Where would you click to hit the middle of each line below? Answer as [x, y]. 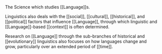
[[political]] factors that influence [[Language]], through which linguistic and [81, 22]
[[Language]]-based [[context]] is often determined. [57, 27]
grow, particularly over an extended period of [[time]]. [59, 46]
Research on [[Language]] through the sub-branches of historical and [75, 36]
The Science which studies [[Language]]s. [47, 7]
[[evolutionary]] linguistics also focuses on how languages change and [76, 41]
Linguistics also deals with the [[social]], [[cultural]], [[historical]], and [75, 16]
